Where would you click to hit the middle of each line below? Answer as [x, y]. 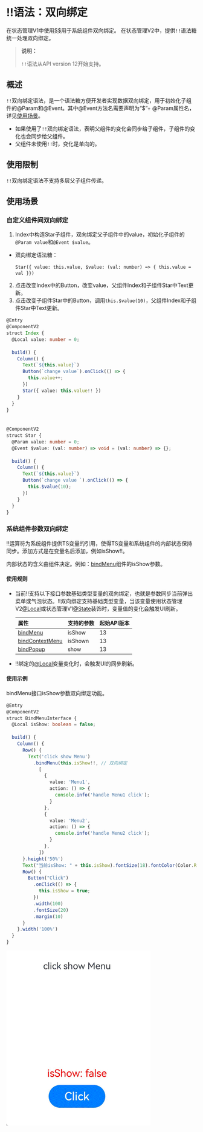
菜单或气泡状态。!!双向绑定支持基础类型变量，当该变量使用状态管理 [98, 601]
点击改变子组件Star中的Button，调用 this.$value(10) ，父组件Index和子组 [106, 300]
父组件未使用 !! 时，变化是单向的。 [58, 144]
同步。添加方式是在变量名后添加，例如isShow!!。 [67, 551]
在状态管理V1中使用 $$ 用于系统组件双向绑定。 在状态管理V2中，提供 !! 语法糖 [101, 30]
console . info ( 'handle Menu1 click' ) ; [102, 795]
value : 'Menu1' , [70, 782]
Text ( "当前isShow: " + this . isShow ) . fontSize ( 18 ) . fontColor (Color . [108, 865]
